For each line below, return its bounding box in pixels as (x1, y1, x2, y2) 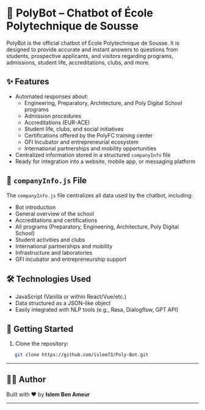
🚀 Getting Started (6, 324, 74, 334)
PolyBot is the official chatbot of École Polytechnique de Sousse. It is (6, 39, 180, 46)
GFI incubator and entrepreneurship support (15, 255, 127, 263)
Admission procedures (24, 112, 81, 119)
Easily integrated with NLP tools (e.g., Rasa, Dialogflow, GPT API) (15, 306, 179, 313)
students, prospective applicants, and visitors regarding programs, (6, 52, 174, 59)
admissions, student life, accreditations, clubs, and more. (6, 59, 150, 66)
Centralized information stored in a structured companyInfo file (15, 151, 171, 158)
